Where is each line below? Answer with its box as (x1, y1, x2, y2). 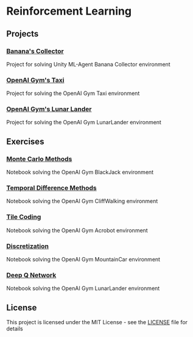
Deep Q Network (6, 271, 57, 279)
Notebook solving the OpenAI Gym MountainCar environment (6, 256, 160, 263)
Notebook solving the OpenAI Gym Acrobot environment (6, 227, 148, 234)
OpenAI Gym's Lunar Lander (6, 105, 92, 113)
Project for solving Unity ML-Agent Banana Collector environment (6, 60, 170, 68)
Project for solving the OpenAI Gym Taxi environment (6, 90, 140, 97)
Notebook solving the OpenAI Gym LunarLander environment (6, 285, 160, 292)
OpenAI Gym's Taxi (6, 76, 65, 84)
